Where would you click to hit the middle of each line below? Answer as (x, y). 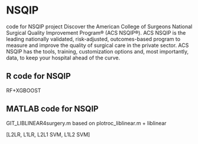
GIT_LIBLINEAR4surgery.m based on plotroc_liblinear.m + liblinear (86, 123)
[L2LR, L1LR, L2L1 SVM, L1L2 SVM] (48, 134)
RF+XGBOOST (24, 90)
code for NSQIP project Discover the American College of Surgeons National (99, 26)
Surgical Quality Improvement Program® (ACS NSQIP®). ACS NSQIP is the (96, 32)
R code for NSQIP (38, 76)
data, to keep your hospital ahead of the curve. (63, 58)
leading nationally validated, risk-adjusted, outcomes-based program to (93, 39)
